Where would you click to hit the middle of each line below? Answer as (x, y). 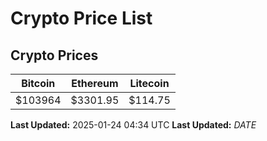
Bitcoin (38, 83)
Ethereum (95, 83)
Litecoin (149, 83)
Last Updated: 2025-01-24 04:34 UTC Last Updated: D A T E (133, 125)
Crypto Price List (81, 18)
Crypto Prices (54, 55)
